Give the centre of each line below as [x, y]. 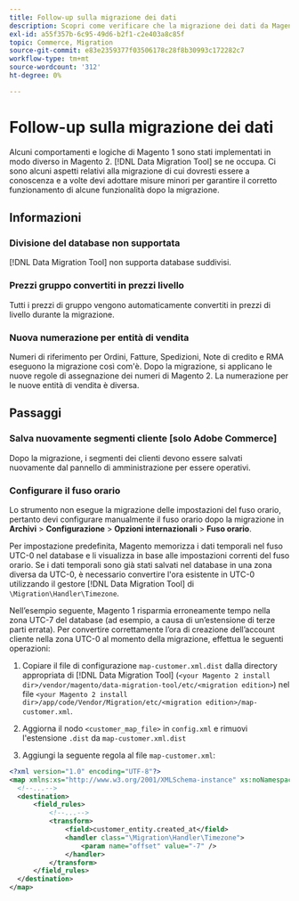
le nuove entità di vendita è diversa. [74, 385]
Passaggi [36, 414]
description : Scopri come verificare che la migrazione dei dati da [139, 26]
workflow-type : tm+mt [49, 59]
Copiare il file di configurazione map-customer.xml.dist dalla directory [149, 665]
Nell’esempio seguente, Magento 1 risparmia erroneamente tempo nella [140, 610]
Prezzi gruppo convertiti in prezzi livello [97, 286]
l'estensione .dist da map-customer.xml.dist [104, 738]
